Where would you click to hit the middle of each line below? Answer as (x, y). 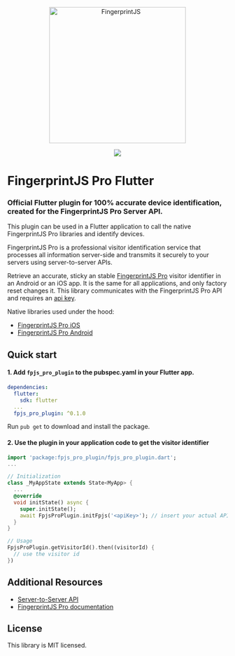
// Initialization (34, 476)
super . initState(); (48, 509)
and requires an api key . (42, 298)
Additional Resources (55, 582)
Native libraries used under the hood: (61, 312)
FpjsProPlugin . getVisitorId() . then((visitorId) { (81, 548)
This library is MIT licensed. (47, 646)
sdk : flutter (39, 400)
